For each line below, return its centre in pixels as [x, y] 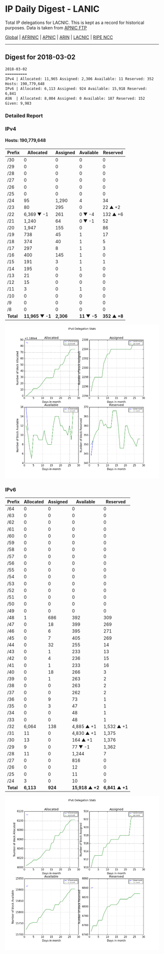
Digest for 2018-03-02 [40, 57]
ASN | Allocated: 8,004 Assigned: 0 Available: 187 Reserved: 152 [75, 98]
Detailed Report [24, 115]
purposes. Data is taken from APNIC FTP [46, 27]
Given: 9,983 [18, 103]
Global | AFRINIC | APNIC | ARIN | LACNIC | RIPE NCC [59, 37]
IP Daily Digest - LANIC [52, 9]
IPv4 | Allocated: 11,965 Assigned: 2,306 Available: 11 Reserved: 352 [79, 79]
